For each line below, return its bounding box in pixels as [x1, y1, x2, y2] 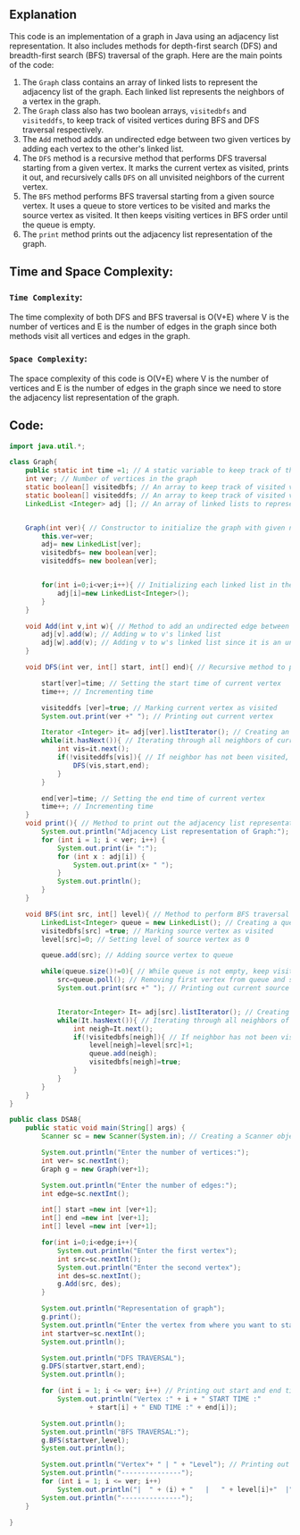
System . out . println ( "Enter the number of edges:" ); [41, 1181, 238, 1190]
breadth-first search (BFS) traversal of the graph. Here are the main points [9, 49, 283, 61]
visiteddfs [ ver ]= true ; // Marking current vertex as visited [41, 703, 278, 712]
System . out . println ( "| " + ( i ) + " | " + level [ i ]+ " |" [56, 1485, 294, 1494]
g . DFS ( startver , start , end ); [41, 1361, 146, 1371]
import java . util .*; [9, 442, 87, 451]
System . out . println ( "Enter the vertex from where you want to [41, 1320, 278, 1329]
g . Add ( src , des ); [56, 1279, 122, 1289]
